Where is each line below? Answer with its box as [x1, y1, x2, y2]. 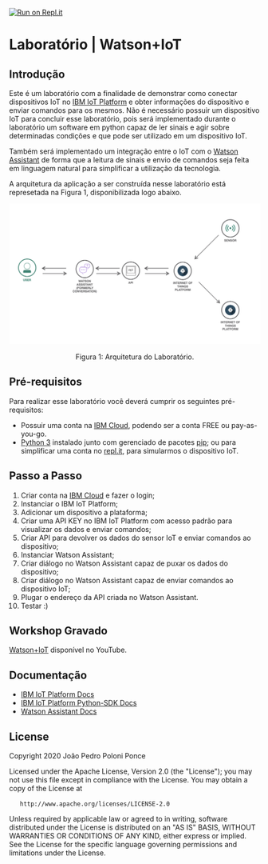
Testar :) [20, 601, 49, 610]
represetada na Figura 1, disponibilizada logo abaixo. [9, 188, 182, 197]
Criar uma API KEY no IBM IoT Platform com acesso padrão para [20, 516, 233, 526]
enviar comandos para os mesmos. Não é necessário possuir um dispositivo [9, 106, 260, 115]
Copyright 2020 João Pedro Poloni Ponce [9, 751, 146, 761]
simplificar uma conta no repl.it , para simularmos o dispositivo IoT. [20, 446, 238, 455]
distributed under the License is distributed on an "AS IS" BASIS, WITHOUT [9, 822, 256, 832]
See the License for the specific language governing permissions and [9, 840, 238, 850]
